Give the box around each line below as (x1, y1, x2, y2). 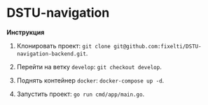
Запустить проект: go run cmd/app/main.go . (16, 90, 145, 98)
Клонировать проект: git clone (16, 41, 111, 50)
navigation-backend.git (16, 50, 87, 57)
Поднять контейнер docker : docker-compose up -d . (16, 76, 165, 85)
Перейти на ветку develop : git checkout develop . (16, 62, 162, 71)
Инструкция (6, 28, 45, 36)
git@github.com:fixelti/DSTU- (113, 43, 202, 50)
